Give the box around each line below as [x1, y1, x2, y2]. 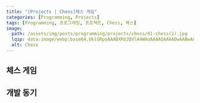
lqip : [11, 36, 26, 42]
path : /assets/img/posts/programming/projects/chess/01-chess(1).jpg [11, 31, 187, 37]
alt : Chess [11, 42, 39, 48]
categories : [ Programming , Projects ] [6, 14, 100, 20]
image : [6, 25, 23, 32]
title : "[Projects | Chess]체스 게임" [6, 8, 98, 15]
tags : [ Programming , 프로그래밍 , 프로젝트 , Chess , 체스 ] [6, 20, 137, 26]
